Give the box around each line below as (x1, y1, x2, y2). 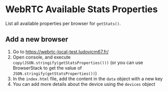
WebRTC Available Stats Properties (5, 4, 158, 15)
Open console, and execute (12, 54, 71, 60)
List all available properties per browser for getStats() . (5, 20, 121, 26)
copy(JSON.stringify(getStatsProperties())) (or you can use (12, 59, 143, 66)
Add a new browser (5, 35, 68, 44)
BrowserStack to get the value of (12, 65, 82, 71)
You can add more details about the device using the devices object (12, 81, 156, 87)
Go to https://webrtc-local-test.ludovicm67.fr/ (12, 48, 109, 54)
